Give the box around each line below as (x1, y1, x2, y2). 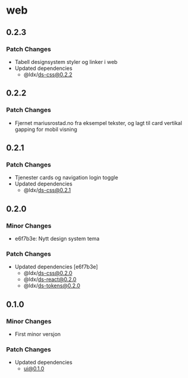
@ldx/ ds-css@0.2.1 (23, 187, 71, 194)
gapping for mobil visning (14, 126, 78, 133)
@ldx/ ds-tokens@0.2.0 (23, 282, 81, 289)
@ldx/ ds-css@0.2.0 (23, 270, 73, 277)
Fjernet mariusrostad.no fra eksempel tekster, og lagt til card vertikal (14, 119, 183, 126)
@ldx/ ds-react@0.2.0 (23, 276, 77, 283)
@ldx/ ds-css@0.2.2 (23, 71, 73, 78)
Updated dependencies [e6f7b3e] (14, 263, 98, 270)
